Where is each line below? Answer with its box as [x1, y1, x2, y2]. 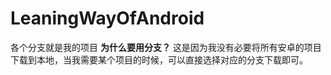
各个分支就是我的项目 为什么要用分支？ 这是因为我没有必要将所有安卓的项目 [10, 41, 322, 53]
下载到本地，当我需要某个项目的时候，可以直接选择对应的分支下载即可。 [10, 53, 308, 66]
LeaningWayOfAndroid [10, 7, 205, 30]
